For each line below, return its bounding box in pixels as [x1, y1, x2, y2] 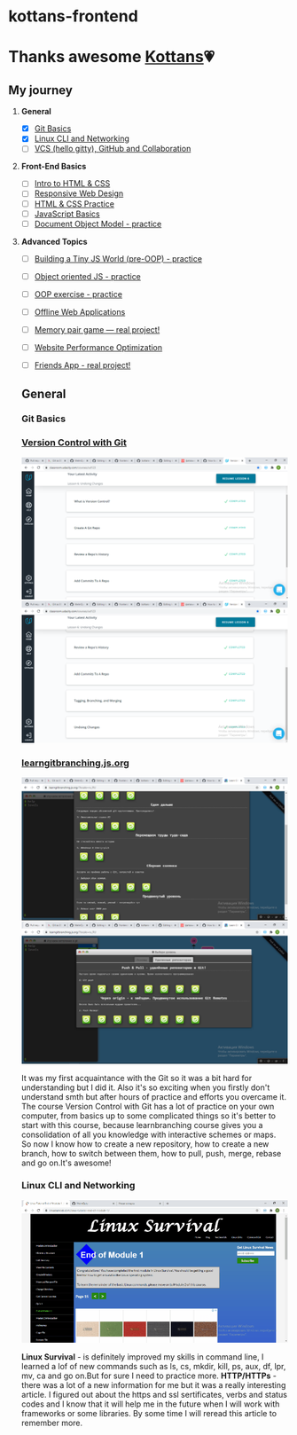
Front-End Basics [20, 161, 87, 172]
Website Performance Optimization [34, 342, 163, 352]
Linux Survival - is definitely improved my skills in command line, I [20, 1352, 264, 1362]
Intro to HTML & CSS [34, 178, 111, 189]
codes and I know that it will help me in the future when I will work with [20, 1399, 280, 1409]
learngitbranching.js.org [20, 757, 129, 769]
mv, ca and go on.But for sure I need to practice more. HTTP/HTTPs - [20, 1370, 277, 1381]
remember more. [20, 1417, 83, 1429]
